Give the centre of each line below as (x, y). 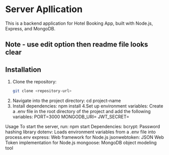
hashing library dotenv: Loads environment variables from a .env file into (80, 132)
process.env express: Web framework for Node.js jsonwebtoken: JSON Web (84, 137)
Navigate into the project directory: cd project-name (67, 101)
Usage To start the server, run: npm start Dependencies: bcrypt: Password (83, 127)
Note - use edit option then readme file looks (77, 45)
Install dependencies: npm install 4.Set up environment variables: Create (88, 106)
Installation (23, 69)
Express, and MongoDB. (30, 28)
